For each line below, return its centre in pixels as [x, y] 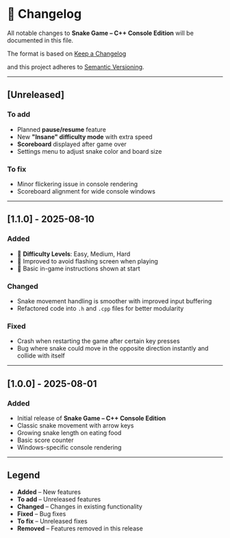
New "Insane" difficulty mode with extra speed [85, 137]
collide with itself [41, 355]
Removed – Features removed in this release [80, 528]
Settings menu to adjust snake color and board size [89, 151]
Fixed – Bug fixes [41, 513]
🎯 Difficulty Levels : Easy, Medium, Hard [74, 254]
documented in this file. [40, 40]
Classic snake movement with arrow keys [75, 425]
